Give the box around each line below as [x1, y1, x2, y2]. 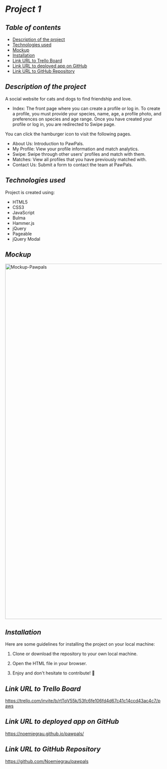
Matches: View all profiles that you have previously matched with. [12, 156, 147, 162]
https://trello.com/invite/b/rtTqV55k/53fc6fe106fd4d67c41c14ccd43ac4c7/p [5, 698, 161, 704]
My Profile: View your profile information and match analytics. [12, 146, 139, 152]
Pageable [12, 230, 32, 237]
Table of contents [5, 23, 61, 32]
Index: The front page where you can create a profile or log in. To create [12, 105, 161, 111]
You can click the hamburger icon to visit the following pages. [5, 131, 132, 137]
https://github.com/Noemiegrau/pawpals [5, 758, 88, 764]
